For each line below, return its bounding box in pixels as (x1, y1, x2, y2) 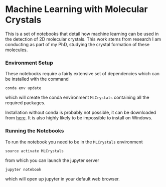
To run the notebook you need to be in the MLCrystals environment (5, 139, 143, 145)
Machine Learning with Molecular (5, 4, 148, 15)
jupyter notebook (5, 167, 42, 172)
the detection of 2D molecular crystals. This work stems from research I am (5, 36, 161, 42)
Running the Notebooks (5, 127, 64, 134)
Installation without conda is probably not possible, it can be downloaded (5, 109, 156, 116)
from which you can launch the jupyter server (5, 157, 99, 163)
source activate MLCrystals (5, 148, 64, 153)
